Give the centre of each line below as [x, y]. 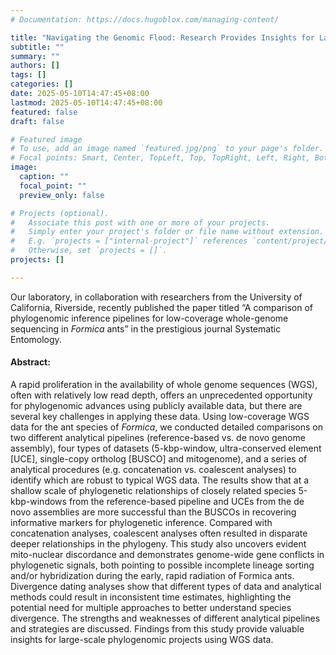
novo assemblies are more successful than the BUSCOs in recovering [153, 512]
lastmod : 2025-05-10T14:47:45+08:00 [86, 102]
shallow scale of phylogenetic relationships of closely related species [153, 490]
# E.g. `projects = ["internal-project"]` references [129, 241]
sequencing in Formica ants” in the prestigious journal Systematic [146, 328]
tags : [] [28, 75]
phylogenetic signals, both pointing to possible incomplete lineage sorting [162, 565]
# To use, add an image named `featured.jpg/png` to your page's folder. [167, 149]
